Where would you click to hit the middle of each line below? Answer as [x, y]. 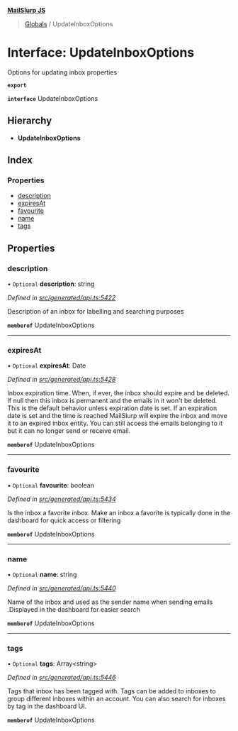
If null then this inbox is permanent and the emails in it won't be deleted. [112, 401]
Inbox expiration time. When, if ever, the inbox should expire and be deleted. [119, 393]
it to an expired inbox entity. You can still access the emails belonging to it [115, 423]
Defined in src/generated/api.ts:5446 [62, 678]
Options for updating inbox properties [62, 72]
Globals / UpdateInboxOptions [69, 24]
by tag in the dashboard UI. [47, 706]
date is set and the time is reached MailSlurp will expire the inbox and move [118, 416]
